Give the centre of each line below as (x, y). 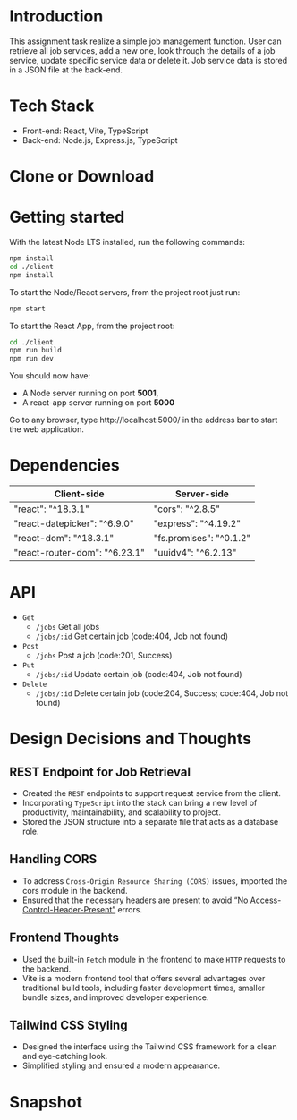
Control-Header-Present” (69, 909)
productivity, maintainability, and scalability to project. (122, 812)
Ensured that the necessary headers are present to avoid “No (135, 900)
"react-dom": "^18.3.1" (64, 539)
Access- (266, 900)
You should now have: (50, 376)
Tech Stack (52, 106)
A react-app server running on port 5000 (98, 403)
